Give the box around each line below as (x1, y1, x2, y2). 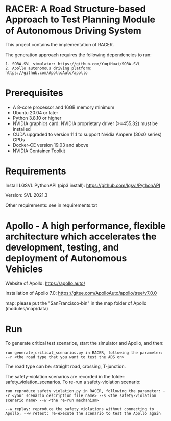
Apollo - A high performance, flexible (5, 220, 166, 231)
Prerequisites (5, 87, 64, 99)
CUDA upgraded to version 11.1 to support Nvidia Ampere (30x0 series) (12, 131, 162, 137)
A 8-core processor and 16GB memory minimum (12, 104, 115, 110)
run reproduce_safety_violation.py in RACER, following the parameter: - (5, 388, 166, 393)
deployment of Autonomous (5, 253, 127, 264)
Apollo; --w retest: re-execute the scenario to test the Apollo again (5, 411, 161, 416)
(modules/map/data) (5, 305, 48, 311)
